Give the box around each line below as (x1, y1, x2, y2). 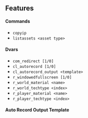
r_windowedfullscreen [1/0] (12, 74, 72, 80)
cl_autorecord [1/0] (12, 64, 56, 69)
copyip (12, 30, 27, 35)
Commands (5, 18, 30, 24)
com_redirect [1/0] (12, 58, 54, 64)
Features (5, 4, 34, 13)
